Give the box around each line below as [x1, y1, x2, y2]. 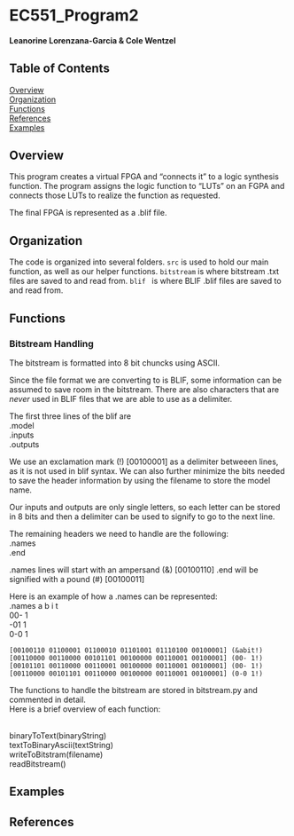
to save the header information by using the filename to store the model [9, 475, 271, 485]
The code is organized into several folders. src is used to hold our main [9, 256, 269, 267]
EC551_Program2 [9, 5, 139, 26]
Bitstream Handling [9, 337, 95, 350]
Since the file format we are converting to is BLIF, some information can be [9, 375, 282, 385]
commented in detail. [9, 694, 87, 705]
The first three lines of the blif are [9, 410, 131, 422]
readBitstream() [9, 758, 66, 769]
